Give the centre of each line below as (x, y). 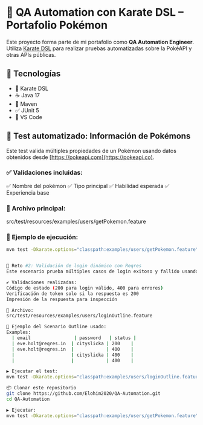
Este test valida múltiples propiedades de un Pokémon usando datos (92, 151)
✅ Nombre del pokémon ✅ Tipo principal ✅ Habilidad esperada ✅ (88, 186)
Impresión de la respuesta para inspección (62, 299)
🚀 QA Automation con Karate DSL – (95, 12)
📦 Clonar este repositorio (41, 388)
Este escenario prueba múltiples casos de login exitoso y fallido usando (102, 271)
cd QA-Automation (28, 399)
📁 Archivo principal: (36, 208)
